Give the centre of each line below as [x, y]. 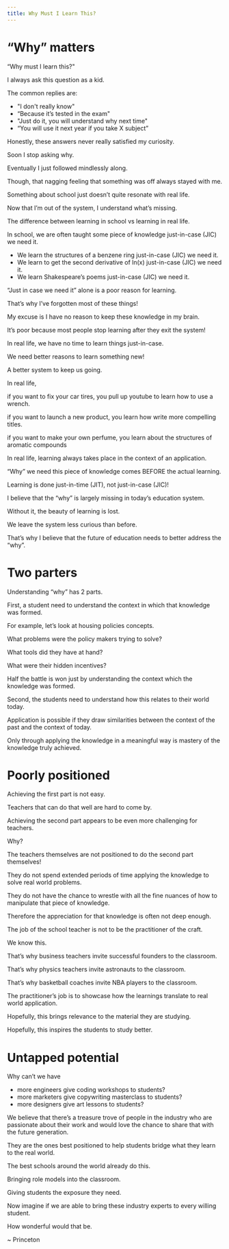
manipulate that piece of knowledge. [58, 903]
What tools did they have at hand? [55, 652]
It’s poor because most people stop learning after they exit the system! [107, 330]
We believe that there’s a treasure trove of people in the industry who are [110, 1117]
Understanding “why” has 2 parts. [55, 592]
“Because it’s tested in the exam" [64, 113]
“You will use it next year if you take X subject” [83, 128]
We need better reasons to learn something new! [76, 356]
